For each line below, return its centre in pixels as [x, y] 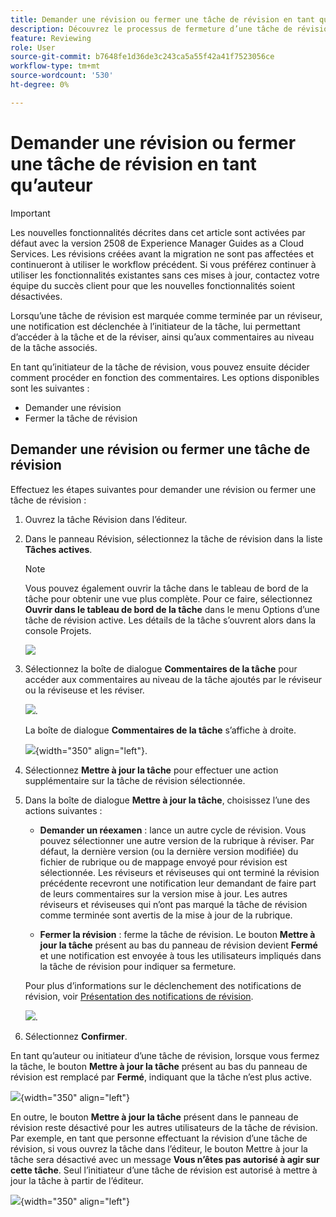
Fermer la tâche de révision [81, 418]
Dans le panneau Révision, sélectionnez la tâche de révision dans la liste [173, 538]
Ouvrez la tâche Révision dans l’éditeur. [106, 519]
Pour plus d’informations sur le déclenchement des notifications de [163, 985]
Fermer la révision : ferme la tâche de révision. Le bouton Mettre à [177, 934]
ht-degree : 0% [40, 85]
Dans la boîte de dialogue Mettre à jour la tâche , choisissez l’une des [167, 800]
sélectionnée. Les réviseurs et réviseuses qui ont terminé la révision [179, 872]
